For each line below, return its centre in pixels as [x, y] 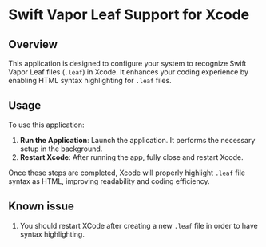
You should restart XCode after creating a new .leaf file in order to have [139, 225]
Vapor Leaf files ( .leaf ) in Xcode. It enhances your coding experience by [129, 72]
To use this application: [47, 125]
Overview [33, 44]
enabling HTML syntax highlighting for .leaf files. [90, 80]
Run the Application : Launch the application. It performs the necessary [137, 140]
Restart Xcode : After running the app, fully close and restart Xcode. [131, 157]
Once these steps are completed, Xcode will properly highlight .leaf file [127, 173]
